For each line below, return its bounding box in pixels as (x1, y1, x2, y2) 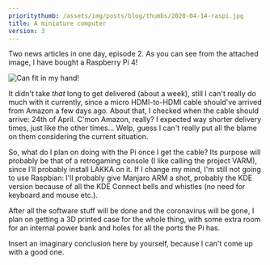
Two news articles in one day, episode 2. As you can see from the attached (8, 49, 259, 59)
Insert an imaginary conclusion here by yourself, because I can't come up (8, 239, 253, 249)
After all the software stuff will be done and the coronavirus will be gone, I (8, 206, 255, 216)
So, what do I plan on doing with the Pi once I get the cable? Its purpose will (8, 147, 261, 158)
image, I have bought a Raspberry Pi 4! (8, 57, 138, 67)
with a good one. (8, 247, 65, 257)
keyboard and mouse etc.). (8, 191, 99, 200)
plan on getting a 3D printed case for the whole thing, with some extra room (8, 215, 261, 225)
